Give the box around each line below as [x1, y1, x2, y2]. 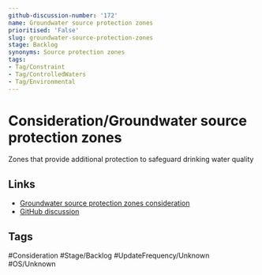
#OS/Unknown [8, 259, 57, 269]
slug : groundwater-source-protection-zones [8, 33, 154, 42]
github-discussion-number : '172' [8, 11, 118, 20]
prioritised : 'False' [8, 26, 80, 34]
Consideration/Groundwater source [8, 111, 247, 130]
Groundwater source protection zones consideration [19, 198, 190, 208]
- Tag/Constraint [8, 63, 65, 71]
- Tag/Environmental [8, 77, 77, 85]
